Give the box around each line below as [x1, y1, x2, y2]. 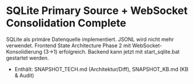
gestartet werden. [6, 54, 49, 61]
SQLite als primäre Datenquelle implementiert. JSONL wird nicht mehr [6, 36, 174, 43]
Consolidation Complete [6, 16, 127, 30]
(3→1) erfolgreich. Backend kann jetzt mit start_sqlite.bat [43, 48, 180, 55]
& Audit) [14, 72, 34, 79]
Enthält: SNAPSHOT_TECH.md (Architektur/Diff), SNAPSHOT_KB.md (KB [14, 65, 189, 72]
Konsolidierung [6, 48, 43, 55]
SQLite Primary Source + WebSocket [6, 4, 188, 17]
